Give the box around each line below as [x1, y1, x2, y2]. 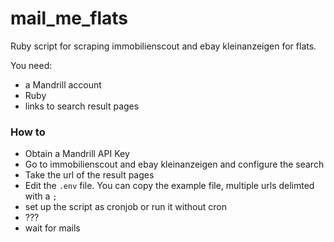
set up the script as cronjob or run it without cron [24, 201, 227, 213]
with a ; [24, 190, 58, 202]
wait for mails [24, 222, 81, 234]
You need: [10, 59, 53, 71]
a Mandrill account [24, 78, 102, 91]
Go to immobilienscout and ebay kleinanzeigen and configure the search [24, 158, 325, 171]
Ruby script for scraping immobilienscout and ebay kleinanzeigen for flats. [10, 40, 317, 52]
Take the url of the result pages [24, 169, 155, 181]
